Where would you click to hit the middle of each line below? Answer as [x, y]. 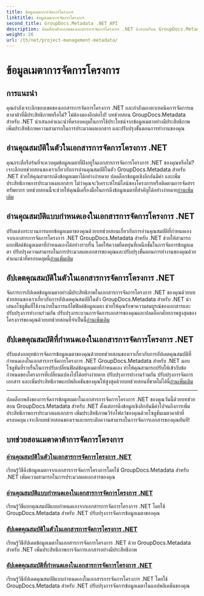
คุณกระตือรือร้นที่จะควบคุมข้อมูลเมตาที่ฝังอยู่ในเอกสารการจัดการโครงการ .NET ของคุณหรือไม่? [100, 163]
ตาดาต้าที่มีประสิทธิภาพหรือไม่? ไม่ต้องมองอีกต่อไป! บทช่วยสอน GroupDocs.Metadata [96, 114]
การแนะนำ [22, 93]
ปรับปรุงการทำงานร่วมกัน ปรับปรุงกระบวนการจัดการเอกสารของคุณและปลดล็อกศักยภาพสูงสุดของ [101, 313]
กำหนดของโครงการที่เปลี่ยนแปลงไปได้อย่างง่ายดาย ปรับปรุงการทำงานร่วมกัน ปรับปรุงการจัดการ [100, 374]
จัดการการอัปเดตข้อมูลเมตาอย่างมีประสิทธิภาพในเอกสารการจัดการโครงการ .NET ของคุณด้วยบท [101, 292]
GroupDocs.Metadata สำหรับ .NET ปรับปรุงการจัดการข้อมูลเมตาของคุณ [83, 513]
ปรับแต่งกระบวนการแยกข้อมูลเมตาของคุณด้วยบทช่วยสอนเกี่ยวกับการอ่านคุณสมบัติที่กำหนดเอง [99, 231]
